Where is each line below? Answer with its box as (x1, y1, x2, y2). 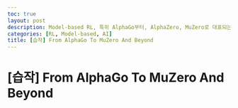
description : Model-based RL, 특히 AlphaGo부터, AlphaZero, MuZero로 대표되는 (7, 23, 232, 31)
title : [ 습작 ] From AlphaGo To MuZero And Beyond (7, 37, 154, 44)
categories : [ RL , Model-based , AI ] (7, 30, 113, 38)
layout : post (7, 17, 46, 24)
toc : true (7, 10, 37, 18)
